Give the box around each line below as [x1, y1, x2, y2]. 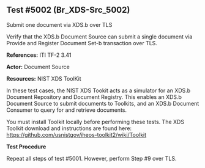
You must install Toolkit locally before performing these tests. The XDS [6, 118, 185, 125]
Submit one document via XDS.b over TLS [6, 21, 113, 28]
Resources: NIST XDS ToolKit [6, 75, 81, 82]
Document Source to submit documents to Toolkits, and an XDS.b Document [6, 100, 199, 107]
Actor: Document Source [6, 63, 70, 70]
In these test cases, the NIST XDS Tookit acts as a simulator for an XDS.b [6, 87, 191, 94]
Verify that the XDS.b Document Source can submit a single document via [6, 33, 193, 40]
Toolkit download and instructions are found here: [6, 125, 132, 132]
